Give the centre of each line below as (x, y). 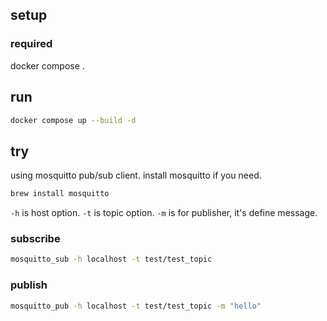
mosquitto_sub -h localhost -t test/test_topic (111, 259)
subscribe (35, 238)
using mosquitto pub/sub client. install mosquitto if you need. (136, 175)
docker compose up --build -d (73, 120)
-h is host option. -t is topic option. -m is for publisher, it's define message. (164, 213)
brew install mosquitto (60, 194)
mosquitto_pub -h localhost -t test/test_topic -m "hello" (136, 306)
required (31, 44)
